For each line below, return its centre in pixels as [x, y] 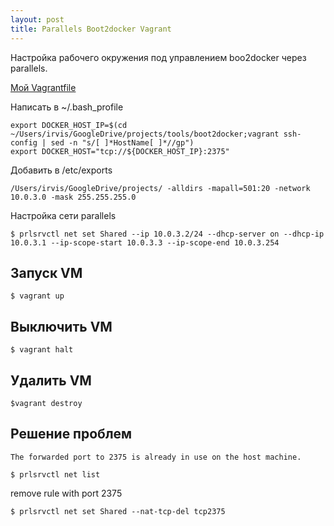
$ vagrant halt [42, 350]
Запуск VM [46, 272]
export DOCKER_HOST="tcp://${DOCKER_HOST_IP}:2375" [120, 151]
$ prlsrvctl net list [55, 474]
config [24, 142]
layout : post [37, 19]
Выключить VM [61, 326]
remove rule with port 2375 [66, 493]
